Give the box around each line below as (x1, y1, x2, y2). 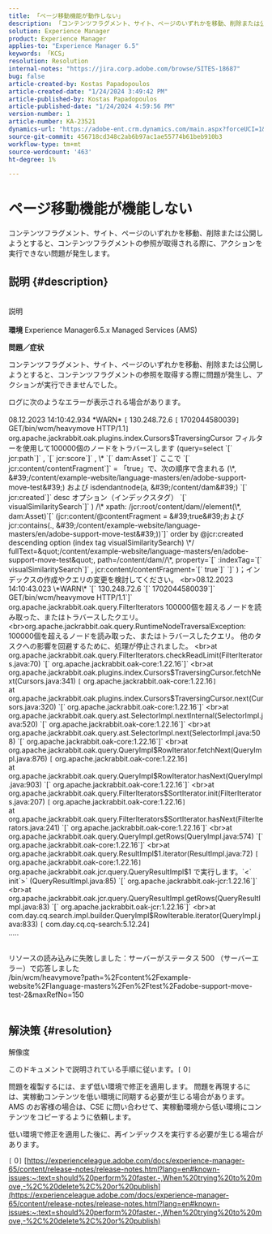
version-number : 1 (8, 110, 70, 119)
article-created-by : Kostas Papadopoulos (8, 80, 151, 88)
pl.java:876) (8, 754, 48, 763)
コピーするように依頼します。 (36, 1111, 136, 1121)
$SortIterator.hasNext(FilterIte (163, 814, 264, 824)
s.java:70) (8, 659, 41, 668)
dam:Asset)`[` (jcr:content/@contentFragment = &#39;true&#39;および (8, 511, 244, 520)
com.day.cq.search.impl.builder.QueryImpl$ (8, 911, 155, 920)
